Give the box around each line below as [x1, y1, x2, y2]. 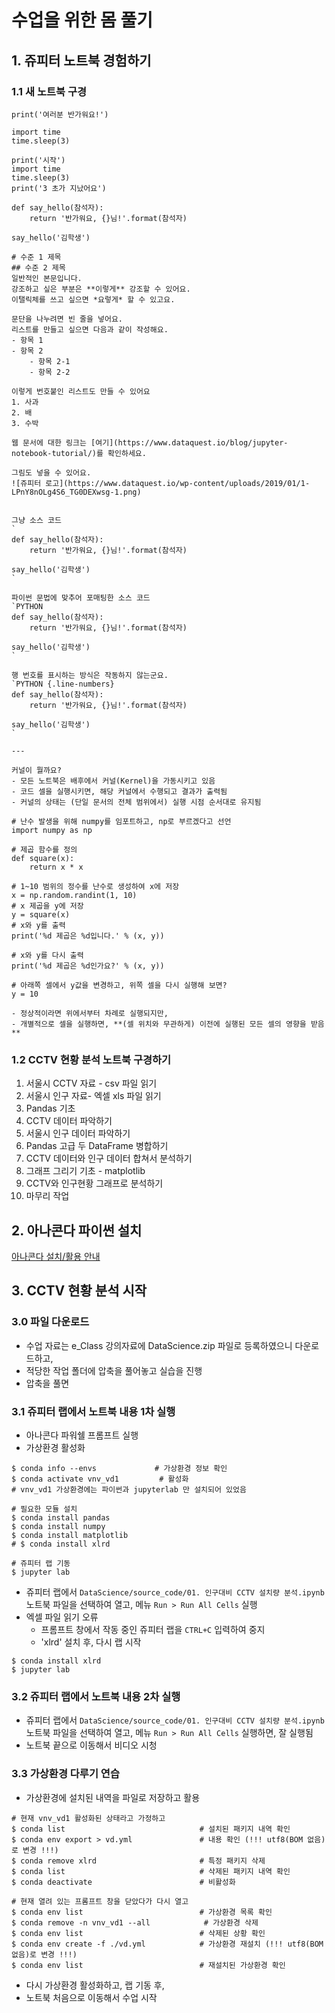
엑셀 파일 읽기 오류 [25, 1611, 99, 1623]
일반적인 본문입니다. [11, 273, 83, 283]
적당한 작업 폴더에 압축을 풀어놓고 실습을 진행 [25, 1364, 203, 1376]
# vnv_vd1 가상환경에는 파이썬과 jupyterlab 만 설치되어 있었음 [11, 1484, 247, 1495]
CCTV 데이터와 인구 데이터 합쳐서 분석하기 [25, 1152, 193, 1165]
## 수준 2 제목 [11, 262, 66, 273]
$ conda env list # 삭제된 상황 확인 [11, 1928, 266, 1938]
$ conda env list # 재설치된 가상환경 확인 [11, 1960, 286, 1970]
